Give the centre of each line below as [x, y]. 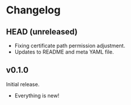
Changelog [33, 10]
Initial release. [23, 84]
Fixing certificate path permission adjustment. [70, 45]
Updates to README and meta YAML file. [64, 52]
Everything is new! [37, 95]
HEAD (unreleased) [42, 32]
